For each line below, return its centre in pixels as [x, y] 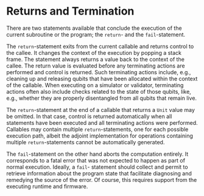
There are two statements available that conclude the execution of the [94, 28]
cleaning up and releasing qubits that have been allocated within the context [102, 79]
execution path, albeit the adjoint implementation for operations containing [100, 136]
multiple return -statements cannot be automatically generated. [86, 142]
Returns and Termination [70, 11]
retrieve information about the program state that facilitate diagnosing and [99, 173]
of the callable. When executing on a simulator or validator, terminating [95, 85]
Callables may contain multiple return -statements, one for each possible [97, 129]
